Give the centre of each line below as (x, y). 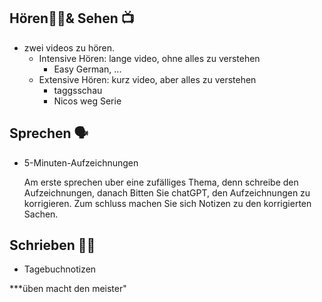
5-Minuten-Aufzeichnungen (81, 162)
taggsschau (78, 90)
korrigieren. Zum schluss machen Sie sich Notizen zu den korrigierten (167, 203)
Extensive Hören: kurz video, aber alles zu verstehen (147, 79)
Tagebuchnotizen (60, 269)
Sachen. (41, 214)
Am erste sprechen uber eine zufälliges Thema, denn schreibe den (161, 182)
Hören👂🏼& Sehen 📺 (72, 18)
